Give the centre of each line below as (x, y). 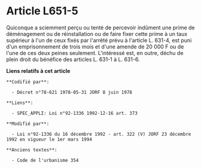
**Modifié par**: (28, 124)
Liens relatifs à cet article (38, 71)
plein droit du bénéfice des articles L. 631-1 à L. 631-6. (73, 59)
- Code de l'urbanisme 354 (45, 160)
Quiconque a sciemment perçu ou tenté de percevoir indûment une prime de (100, 28)
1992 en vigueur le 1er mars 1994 (49, 139)
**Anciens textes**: (32, 150)
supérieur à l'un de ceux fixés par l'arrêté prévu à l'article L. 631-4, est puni (99, 40)
